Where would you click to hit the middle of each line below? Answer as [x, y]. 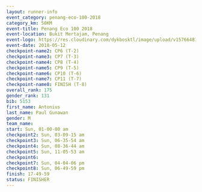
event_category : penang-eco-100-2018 [54, 17]
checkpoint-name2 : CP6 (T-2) [43, 51]
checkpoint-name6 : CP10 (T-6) [44, 73]
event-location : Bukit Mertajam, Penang [58, 34]
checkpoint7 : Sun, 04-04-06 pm [45, 163]
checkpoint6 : [23, 157]
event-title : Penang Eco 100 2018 [50, 29]
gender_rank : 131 [28, 96]
